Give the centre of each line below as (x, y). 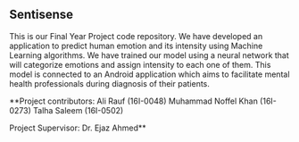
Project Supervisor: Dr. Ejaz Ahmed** (78, 128)
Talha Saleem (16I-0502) (78, 110)
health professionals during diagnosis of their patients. (109, 83)
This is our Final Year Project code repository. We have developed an (136, 36)
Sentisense (42, 15)
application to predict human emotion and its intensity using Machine (136, 46)
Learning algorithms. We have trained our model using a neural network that (149, 55)
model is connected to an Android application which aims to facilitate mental (149, 74)
